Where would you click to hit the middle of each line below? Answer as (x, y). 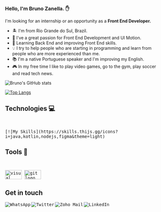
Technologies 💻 (30, 108)
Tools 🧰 (17, 152)
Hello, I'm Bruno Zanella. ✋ (37, 8)
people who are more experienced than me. (56, 54)
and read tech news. (33, 74)
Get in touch (24, 193)
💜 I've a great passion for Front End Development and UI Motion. (77, 38)
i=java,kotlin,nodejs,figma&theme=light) (55, 137)
